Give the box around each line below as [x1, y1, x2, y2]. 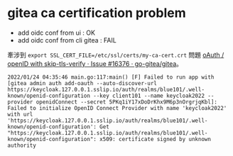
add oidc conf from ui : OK [17, 28, 96, 37]
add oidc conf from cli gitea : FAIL [17, 35, 117, 44]
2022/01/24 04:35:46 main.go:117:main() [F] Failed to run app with [7, 73, 215, 81]
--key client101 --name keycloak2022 [93, 92, 205, 99]
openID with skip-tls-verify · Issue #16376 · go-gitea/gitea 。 [7, 59, 183, 68]
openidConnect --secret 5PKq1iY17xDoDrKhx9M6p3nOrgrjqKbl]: [36, 98, 218, 106]
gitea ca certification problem [7, 5, 186, 21]
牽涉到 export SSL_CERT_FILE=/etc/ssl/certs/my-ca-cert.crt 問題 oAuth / [7, 50, 224, 59]
